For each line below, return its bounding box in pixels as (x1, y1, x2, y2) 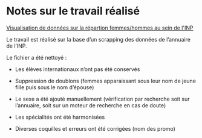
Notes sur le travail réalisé (6, 4, 140, 18)
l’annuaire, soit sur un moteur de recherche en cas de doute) (15, 101, 166, 109)
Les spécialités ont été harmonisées (15, 113, 105, 121)
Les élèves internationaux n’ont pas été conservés (15, 65, 140, 73)
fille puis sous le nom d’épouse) (15, 83, 94, 91)
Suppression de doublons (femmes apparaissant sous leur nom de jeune (15, 77, 197, 84)
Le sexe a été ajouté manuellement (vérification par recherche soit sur (15, 95, 190, 102)
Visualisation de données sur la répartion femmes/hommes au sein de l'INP (6, 24, 194, 31)
